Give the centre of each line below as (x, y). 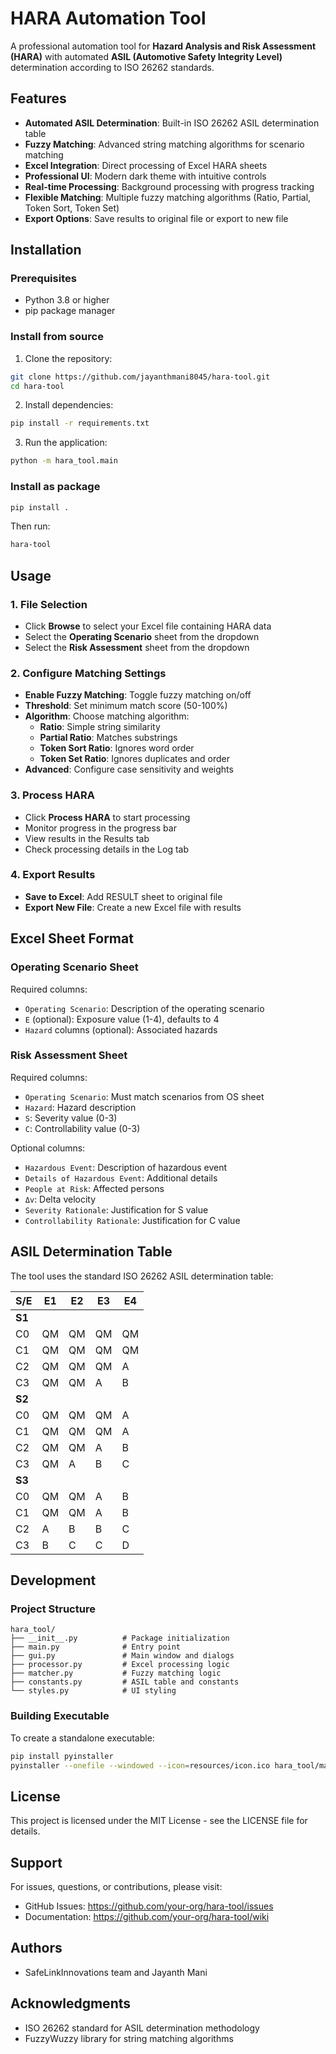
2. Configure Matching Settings (88, 673)
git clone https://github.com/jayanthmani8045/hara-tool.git (140, 377)
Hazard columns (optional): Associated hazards (121, 1029)
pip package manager (70, 311)
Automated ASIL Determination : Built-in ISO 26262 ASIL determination (172, 123)
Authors (36, 1948)
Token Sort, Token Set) (72, 208)
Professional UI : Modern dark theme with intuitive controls (145, 176)
